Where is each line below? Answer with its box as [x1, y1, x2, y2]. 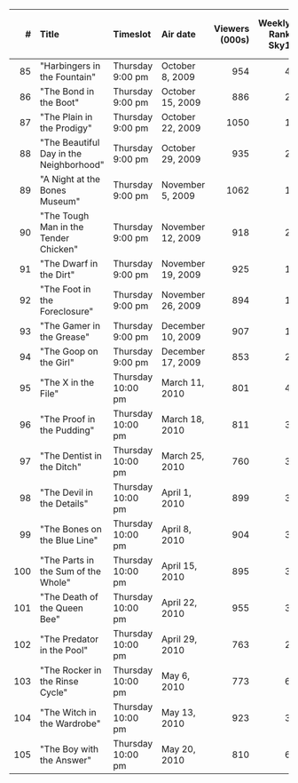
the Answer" [39, 755, 91, 766]
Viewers [214, 22, 250, 35]
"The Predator [39, 633, 99, 645]
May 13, [161, 707, 197, 718]
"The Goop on [39, 346, 99, 357]
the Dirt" [39, 268, 75, 281]
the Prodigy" [39, 122, 92, 134]
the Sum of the [39, 565, 102, 577]
